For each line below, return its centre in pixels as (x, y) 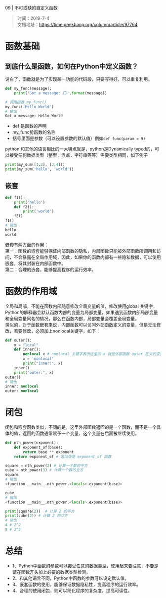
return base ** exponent (48, 452)
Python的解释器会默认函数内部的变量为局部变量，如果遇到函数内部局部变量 (82, 312)
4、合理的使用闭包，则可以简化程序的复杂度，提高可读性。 (72, 591)
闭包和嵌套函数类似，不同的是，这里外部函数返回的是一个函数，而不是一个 (81, 427)
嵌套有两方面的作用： (27, 245)
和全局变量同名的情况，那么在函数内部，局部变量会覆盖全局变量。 (72, 318)
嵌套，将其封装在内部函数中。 (35, 263)
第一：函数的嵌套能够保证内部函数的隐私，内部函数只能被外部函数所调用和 (81, 251)
